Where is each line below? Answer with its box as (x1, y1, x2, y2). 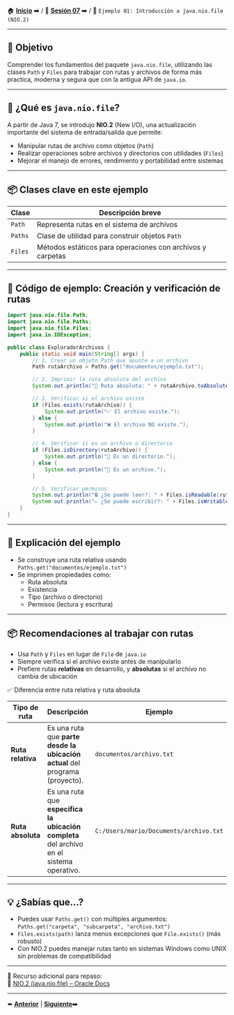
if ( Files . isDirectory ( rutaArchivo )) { (32, 447, 148, 454)
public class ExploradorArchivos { (7, 343, 111, 351)
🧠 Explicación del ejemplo (7, 537, 121, 549)
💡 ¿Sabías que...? (7, 896, 84, 908)
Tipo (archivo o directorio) (27, 593, 103, 601)
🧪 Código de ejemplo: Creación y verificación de (7, 282, 221, 294)
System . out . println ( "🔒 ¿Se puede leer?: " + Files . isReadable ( (32, 491, 220, 498)
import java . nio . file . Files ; (7, 325, 92, 332)
